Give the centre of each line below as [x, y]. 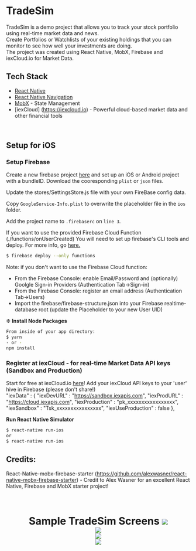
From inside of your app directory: [51, 332]
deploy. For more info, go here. [43, 245]
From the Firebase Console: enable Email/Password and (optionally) [96, 278]
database [26, 309]
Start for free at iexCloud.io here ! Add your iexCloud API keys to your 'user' [97, 383]
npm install [20, 348]
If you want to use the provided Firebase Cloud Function [74, 233]
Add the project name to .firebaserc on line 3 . [63, 222]
